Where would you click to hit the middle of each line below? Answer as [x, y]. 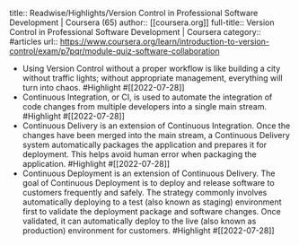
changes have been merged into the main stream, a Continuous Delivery [156, 135]
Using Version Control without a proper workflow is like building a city [151, 68]
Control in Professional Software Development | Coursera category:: [136, 32]
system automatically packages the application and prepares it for [145, 144]
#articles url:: [34, 41]
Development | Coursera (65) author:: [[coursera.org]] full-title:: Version [142, 22]
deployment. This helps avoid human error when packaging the [140, 154]
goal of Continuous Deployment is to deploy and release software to [149, 183]
